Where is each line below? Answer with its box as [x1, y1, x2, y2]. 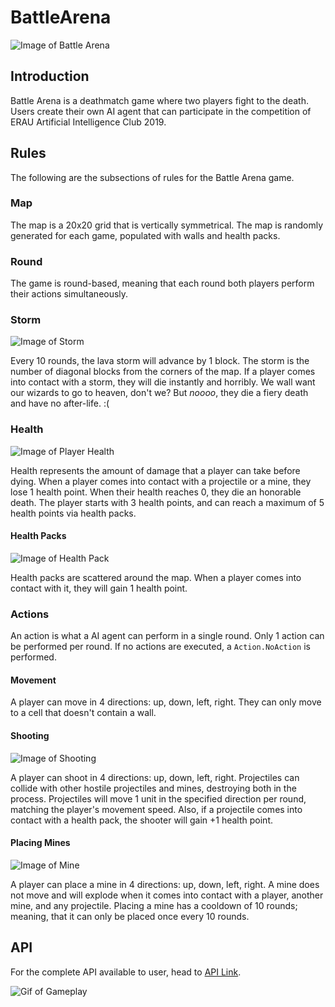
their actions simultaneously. [10, 288, 129, 300]
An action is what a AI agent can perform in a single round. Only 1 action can [10, 630, 325, 642]
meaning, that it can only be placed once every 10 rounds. [10, 910, 250, 922]
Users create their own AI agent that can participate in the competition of [10, 105, 312, 117]
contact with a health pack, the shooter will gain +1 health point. [10, 814, 273, 826]
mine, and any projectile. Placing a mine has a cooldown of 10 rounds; [10, 899, 298, 911]
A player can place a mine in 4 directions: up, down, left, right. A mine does [10, 878, 320, 890]
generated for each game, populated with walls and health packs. [10, 229, 281, 241]
